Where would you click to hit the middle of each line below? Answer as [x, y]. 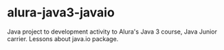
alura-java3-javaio [61, 13]
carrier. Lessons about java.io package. [63, 38]
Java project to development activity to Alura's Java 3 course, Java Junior [112, 32]
